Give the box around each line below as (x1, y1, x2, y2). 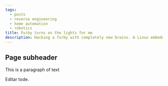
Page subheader (5, 53, 57, 62)
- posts (9, 12, 26, 17)
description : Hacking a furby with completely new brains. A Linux (5, 35, 149, 40)
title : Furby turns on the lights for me (5, 30, 93, 35)
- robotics (9, 26, 32, 31)
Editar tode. (5, 76, 29, 82)
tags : (5, 7, 16, 12)
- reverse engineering (9, 16, 57, 21)
